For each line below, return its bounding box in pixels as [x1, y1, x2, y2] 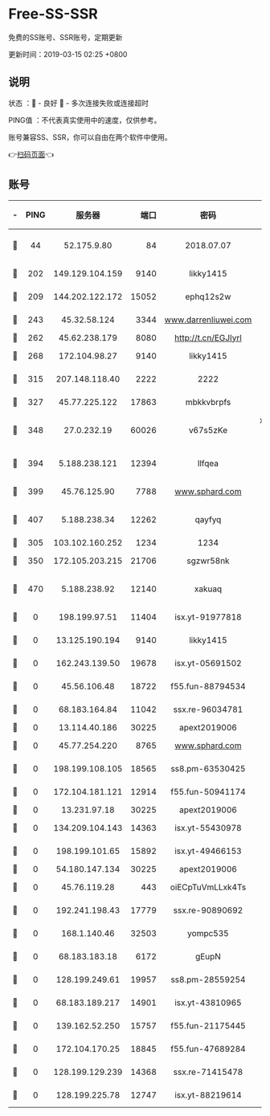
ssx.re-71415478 [173, 1066, 243, 1077]
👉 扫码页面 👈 [8, 149, 55, 159]
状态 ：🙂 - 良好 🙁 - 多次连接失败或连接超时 [8, 98, 149, 108]
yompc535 [187, 927, 229, 938]
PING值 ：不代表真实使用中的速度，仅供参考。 [8, 115, 162, 125]
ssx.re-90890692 [173, 905, 243, 916]
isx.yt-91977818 [174, 611, 243, 623]
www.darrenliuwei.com [164, 314, 252, 325]
